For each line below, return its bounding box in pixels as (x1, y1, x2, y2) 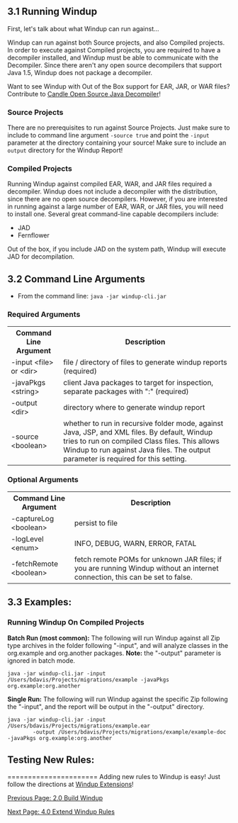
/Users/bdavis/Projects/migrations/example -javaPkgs (7, 676, 170, 683)
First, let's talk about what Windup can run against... (7, 24, 159, 33)
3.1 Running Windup (7, 6, 98, 18)
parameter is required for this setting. (63, 454, 187, 464)
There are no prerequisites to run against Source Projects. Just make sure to (7, 123, 230, 132)
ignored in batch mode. (7, 656, 76, 665)
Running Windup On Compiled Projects (7, 617, 144, 627)
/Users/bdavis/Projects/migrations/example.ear (7, 722, 151, 729)
